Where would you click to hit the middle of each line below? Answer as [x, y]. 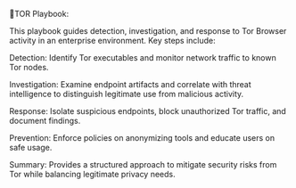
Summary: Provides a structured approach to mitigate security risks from [143, 164]
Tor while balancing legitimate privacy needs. [92, 174]
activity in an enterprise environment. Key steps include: [112, 41]
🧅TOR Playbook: [39, 14]
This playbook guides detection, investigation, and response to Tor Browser [148, 31]
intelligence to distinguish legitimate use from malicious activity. [127, 94]
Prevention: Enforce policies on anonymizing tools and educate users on [142, 138]
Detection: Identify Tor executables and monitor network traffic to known [143, 57]
